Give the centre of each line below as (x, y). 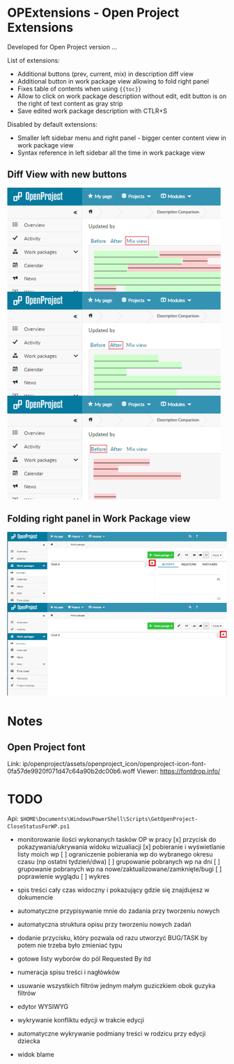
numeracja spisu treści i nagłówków (69, 972)
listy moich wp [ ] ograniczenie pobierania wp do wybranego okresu (115, 854)
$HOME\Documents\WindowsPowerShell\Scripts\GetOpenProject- (109, 820)
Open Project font (46, 747)
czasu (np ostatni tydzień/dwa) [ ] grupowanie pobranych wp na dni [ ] (119, 862)
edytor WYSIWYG (43, 1007)
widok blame (36, 1055)
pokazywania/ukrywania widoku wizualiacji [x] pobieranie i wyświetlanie (121, 847)
